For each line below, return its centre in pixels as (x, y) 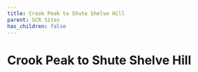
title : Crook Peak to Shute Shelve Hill (66, 13)
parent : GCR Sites (33, 20)
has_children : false (37, 26)
